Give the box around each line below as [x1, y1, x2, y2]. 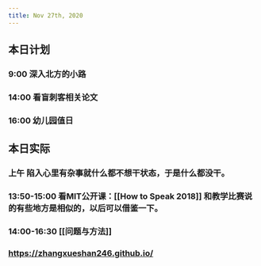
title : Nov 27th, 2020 [8, 11, 83, 20]
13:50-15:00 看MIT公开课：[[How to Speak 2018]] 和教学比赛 [8, 191, 244, 202]
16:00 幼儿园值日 [8, 115, 74, 126]
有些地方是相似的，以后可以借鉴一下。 [16, 203, 163, 214]
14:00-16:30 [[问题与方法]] [8, 226, 113, 237]
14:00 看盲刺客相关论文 [8, 92, 98, 103]
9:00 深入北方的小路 [8, 68, 86, 79]
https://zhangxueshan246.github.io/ [8, 247, 154, 258]
